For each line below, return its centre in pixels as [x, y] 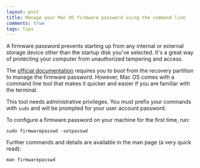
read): [14, 149]
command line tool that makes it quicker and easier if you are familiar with [98, 84]
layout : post [23, 12]
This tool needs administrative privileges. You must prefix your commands [99, 102]
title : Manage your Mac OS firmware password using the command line [96, 18]
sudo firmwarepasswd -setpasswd [47, 131]
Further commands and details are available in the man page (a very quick [99, 143]
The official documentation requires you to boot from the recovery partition [100, 71]
